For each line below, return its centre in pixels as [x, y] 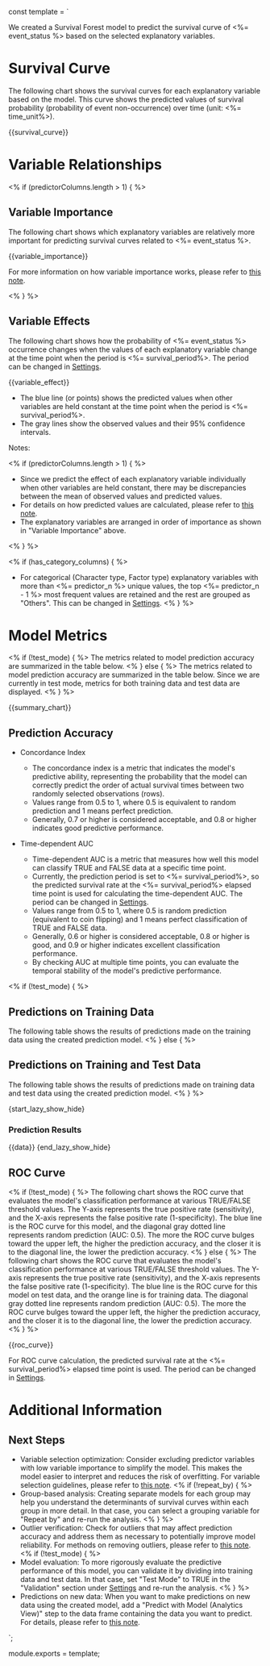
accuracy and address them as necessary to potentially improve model [138, 1536]
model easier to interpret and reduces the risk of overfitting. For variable [140, 1476]
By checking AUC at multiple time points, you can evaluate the [135, 962]
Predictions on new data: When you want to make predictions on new [135, 1596]
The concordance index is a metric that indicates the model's [133, 768]
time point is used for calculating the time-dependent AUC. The [137, 894]
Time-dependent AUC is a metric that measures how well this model [145, 859]
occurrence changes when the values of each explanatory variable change [133, 349]
